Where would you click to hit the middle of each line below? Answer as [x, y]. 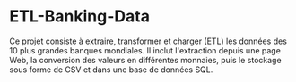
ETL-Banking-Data [80, 16]
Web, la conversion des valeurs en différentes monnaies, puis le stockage [145, 60]
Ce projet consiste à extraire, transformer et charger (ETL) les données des [148, 41]
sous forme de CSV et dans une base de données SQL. [111, 70]
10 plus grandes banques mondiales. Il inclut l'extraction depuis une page [145, 50]
